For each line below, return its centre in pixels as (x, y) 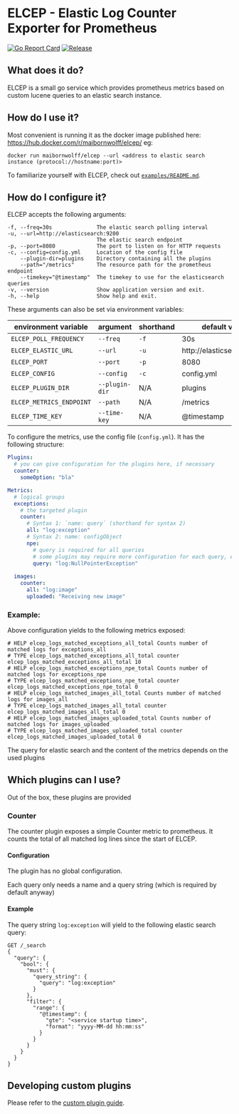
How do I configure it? (57, 197)
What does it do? (46, 70)
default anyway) (31, 892)
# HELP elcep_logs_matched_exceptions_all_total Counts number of (108, 643)
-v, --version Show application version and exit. (106, 290)
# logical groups (39, 497)
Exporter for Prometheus (83, 28)
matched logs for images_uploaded (59, 725)
